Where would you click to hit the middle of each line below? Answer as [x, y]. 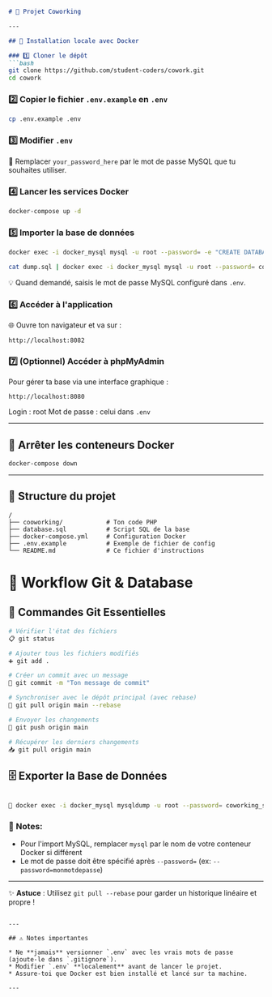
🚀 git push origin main [49, 727]
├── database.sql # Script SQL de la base [99, 529]
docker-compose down [43, 464]
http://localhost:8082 [47, 340]
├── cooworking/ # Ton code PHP [83, 522]
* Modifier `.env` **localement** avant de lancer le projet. [115, 967]
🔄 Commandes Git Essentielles [87, 612]
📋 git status [32, 639]
